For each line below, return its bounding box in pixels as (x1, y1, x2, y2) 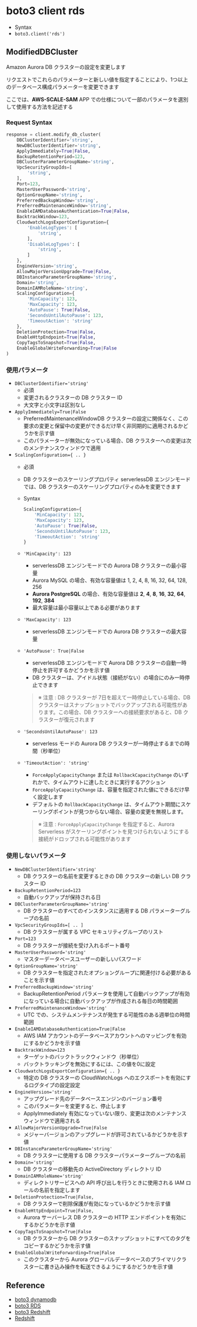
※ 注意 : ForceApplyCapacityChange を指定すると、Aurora (38, 821, 175, 828)
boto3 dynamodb (14, 1296, 57, 1303)
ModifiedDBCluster (6, 47, 78, 57)
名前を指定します (39, 1186, 81, 1193)
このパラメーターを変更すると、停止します (23, 1102, 126, 1109)
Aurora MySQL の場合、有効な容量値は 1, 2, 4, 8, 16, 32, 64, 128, (32, 577, 187, 584)
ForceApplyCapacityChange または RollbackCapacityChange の (32, 771, 179, 779)
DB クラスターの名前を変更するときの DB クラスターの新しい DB (23, 872, 179, 880)
